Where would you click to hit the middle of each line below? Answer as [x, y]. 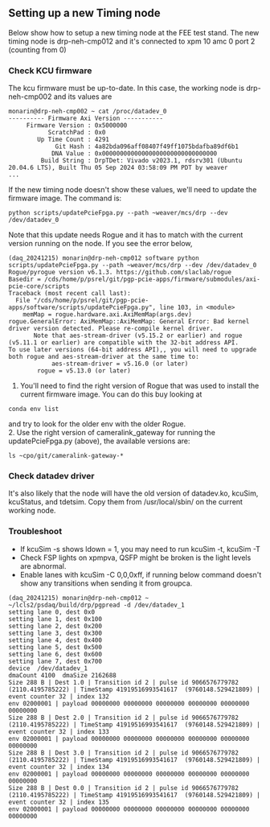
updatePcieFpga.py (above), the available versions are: [99, 441]
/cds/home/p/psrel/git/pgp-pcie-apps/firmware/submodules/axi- [152, 280]
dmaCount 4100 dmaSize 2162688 [62, 675]
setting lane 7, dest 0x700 [55, 661]
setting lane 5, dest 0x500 [55, 647]
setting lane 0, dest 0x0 [51, 612]
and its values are [83, 97]
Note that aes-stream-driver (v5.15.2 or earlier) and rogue [138, 336]
